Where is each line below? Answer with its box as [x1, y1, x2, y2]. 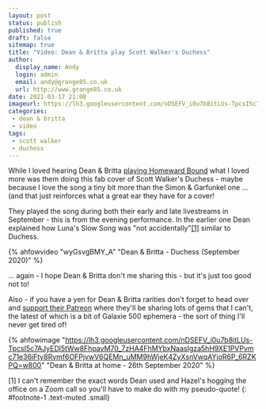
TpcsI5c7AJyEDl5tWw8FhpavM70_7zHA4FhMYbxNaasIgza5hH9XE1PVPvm [8, 344, 255, 354]
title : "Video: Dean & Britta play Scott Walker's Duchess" [8, 48, 211, 56]
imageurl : [8, 100, 41, 108]
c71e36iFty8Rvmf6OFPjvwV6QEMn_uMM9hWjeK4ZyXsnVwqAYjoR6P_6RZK [8, 352, 256, 361]
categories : [8, 108, 47, 116]
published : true [8, 26, 62, 34]
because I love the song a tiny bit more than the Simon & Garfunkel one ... [8, 183, 249, 193]
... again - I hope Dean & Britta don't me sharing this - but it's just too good [8, 271, 252, 281]
